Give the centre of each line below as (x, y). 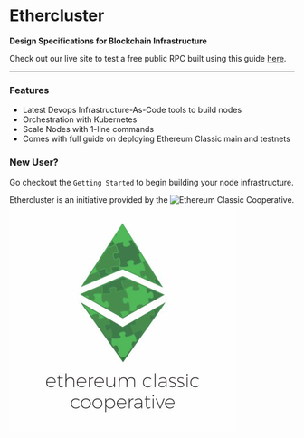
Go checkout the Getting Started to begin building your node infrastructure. (152, 182)
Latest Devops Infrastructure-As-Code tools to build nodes (132, 110)
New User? (34, 162)
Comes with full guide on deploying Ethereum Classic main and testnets (157, 139)
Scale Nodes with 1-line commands (88, 129)
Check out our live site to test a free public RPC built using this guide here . (148, 58)
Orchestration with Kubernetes (80, 119)
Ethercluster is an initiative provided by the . (152, 199)
